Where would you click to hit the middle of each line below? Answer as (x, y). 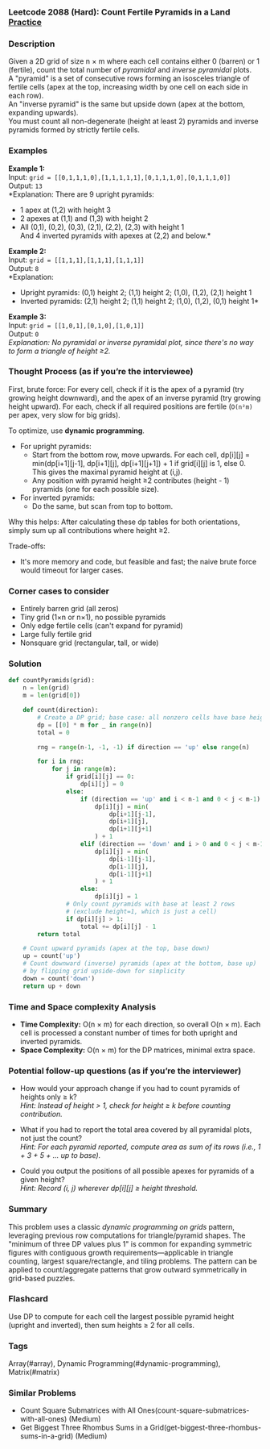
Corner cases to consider (59, 591)
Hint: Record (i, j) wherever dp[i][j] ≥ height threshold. (109, 1189)
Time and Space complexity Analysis (82, 1006)
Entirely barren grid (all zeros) (69, 609)
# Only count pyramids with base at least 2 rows (150, 904)
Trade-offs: (27, 546)
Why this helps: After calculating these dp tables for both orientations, (124, 522)
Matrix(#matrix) (34, 1372)
